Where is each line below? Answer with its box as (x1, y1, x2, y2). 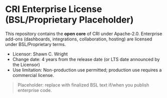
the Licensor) (12, 61, 40, 67)
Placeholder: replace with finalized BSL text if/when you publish (17, 81, 149, 88)
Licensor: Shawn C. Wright (12, 51, 68, 57)
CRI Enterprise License (5, 3, 102, 15)
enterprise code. (17, 87, 52, 93)
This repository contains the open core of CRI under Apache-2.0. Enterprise (5, 30, 162, 36)
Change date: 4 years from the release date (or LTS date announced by (12, 56, 160, 62)
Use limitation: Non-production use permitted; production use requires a (12, 66, 162, 73)
